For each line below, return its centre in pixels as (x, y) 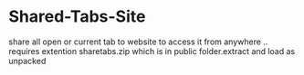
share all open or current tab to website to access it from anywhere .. (138, 42)
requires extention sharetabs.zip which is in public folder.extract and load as (152, 51)
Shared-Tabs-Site (77, 17)
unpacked (27, 61)
